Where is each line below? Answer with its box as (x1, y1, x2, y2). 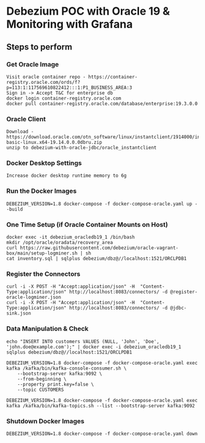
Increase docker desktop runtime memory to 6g (6, 173, 127, 179)
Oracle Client (6, 114, 46, 123)
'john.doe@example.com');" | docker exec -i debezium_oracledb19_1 (6, 344, 182, 350)
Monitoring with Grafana (6, 17, 133, 31)
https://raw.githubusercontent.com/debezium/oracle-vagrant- (20, 245, 179, 251)
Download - (6, 128, 34, 135)
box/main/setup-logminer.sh (6, 250, 78, 256)
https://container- (88, 73, 138, 80)
